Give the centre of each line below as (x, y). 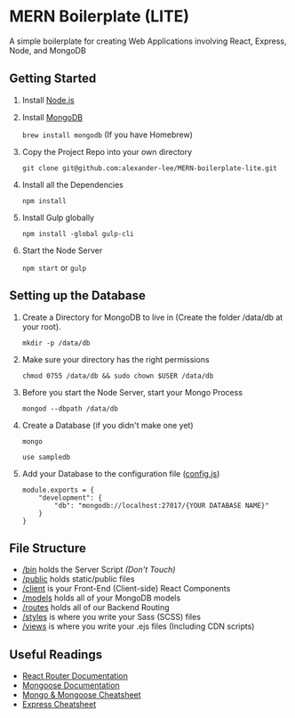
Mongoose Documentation (71, 685)
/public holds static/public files (78, 579)
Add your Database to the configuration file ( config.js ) (121, 473)
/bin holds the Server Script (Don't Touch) (99, 570)
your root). (41, 326)
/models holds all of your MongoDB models (101, 598)
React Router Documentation (75, 676)
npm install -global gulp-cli (78, 233)
